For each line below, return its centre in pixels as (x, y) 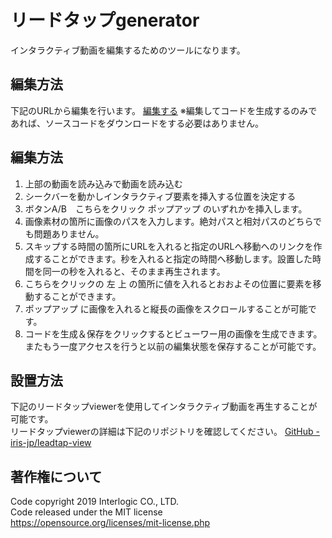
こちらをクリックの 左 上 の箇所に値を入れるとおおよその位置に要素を (168, 283)
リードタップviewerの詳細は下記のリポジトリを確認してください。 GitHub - (165, 432)
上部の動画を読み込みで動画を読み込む (103, 183)
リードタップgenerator (105, 20)
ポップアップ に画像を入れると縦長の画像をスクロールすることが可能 (166, 308)
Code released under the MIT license (86, 512)
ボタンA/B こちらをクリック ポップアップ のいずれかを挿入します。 (166, 208)
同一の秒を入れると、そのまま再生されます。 (134, 271)
